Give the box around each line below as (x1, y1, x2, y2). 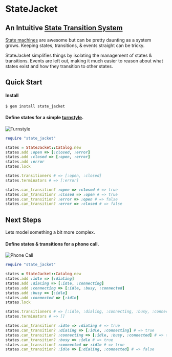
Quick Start (5, 78, 42, 87)
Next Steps (5, 215, 41, 224)
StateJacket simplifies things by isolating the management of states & (5, 52, 152, 58)
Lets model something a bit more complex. (5, 229, 96, 235)
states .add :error (5, 159, 45, 164)
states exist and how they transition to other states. (5, 63, 114, 69)
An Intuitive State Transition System (5, 24, 123, 32)
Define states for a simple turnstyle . (5, 115, 83, 121)
